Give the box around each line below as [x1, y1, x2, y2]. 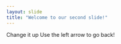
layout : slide [6, 8, 43, 15]
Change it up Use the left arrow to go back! [6, 31, 115, 38]
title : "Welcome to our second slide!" [6, 14, 108, 20]
